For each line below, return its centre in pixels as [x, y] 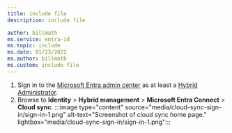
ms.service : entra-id [39, 39]
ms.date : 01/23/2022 [37, 52]
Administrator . [37, 92]
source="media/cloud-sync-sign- [173, 107]
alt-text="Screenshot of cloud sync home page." [137, 114]
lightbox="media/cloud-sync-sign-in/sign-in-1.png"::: [94, 122]
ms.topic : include [34, 46]
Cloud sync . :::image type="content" [70, 107]
